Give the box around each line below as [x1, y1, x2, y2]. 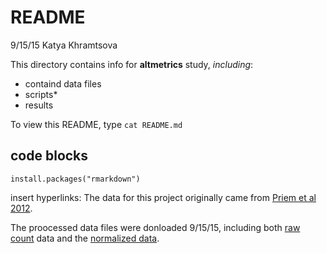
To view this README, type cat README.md [10, 118, 183, 130]
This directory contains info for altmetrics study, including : [10, 58, 254, 70]
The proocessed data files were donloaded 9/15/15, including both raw [10, 221, 301, 233]
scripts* [24, 88, 58, 100]
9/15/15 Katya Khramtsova [10, 39, 118, 51]
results [24, 99, 54, 111]
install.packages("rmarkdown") [10, 174, 141, 184]
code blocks [10, 147, 89, 165]
